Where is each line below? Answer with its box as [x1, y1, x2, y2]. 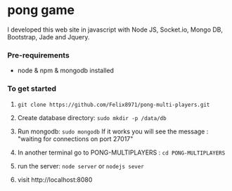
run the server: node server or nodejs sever [17, 162, 144, 170]
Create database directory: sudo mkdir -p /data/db [17, 113, 167, 121]
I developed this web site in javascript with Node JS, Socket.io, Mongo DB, [7, 25, 224, 34]
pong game [7, 2, 75, 18]
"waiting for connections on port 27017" [17, 134, 134, 143]
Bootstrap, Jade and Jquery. [7, 32, 90, 41]
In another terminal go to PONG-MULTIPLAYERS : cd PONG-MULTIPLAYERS [17, 148, 226, 157]
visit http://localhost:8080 [17, 175, 93, 184]
